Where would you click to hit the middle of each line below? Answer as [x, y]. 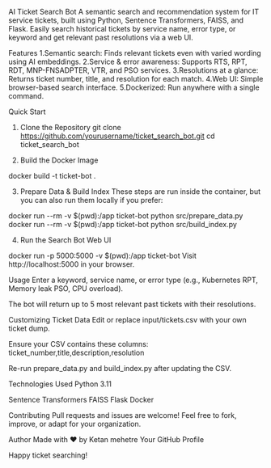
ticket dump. [29, 328]
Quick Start [27, 112]
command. [26, 96]
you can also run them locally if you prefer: [91, 200]
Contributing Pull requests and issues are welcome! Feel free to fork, [123, 415]
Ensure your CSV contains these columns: [78, 344]
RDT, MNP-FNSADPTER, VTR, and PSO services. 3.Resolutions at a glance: [133, 70]
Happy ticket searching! [48, 455]
